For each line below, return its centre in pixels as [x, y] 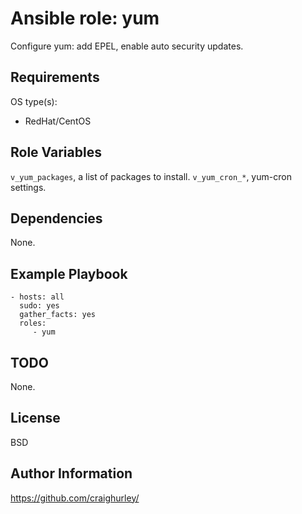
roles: [33, 323]
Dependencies [56, 218]
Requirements [55, 77]
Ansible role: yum [85, 18]
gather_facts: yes [58, 315]
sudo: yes [39, 306]
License [35, 418]
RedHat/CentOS [58, 121]
